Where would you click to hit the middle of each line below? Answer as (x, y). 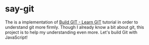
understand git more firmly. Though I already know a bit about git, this (74, 27)
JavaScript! (16, 37)
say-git (20, 9)
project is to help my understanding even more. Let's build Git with (71, 32)
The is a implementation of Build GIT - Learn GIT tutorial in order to (72, 22)
